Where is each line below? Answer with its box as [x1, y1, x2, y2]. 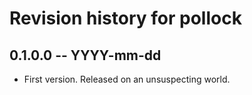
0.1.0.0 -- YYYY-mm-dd [9, 47, 162, 64]
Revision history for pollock [9, 7, 242, 30]
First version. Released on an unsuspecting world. [23, 73, 231, 85]
